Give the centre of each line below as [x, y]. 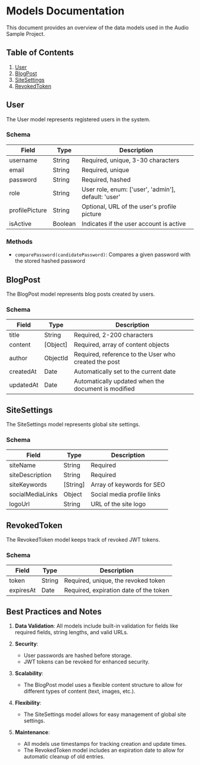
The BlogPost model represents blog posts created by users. [81, 294]
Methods [19, 241]
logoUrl [19, 504]
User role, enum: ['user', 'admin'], [128, 189]
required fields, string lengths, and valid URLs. [71, 632]
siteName [23, 465]
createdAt [23, 371]
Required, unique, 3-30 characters [130, 160]
